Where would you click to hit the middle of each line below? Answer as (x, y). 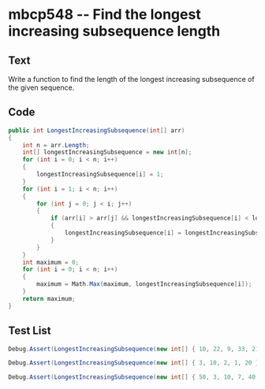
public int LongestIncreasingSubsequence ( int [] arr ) (97, 130)
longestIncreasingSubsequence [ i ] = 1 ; (100, 175)
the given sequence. (41, 87)
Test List (30, 331)
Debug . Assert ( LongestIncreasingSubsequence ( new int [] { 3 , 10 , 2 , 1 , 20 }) (135, 363)
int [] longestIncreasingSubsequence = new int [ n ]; (107, 152)
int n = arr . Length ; (56, 145)
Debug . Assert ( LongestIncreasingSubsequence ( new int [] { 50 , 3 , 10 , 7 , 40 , (134, 377)
